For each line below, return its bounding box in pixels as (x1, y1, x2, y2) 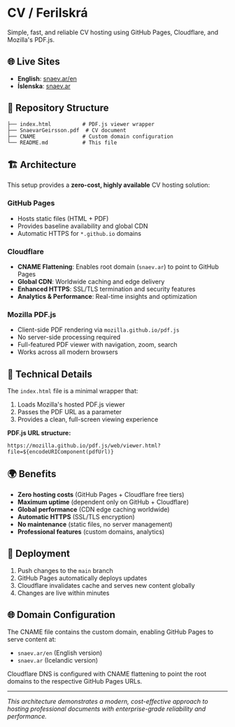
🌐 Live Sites (7, 56, 61, 68)
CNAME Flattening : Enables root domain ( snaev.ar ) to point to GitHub (17, 262, 219, 271)
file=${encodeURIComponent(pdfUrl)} (7, 449, 114, 456)
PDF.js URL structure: (7, 429, 71, 437)
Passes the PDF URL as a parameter (17, 408, 122, 416)
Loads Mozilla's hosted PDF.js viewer (17, 400, 125, 409)
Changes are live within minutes (17, 588, 110, 597)
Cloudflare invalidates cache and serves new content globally (17, 581, 195, 589)
